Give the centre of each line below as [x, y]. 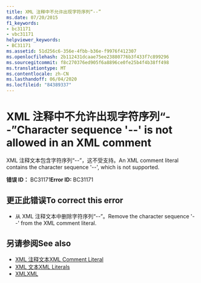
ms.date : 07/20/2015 [32, 18]
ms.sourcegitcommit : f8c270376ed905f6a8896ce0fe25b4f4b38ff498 [88, 62]
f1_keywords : [23, 23]
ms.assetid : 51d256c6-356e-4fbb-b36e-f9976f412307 [71, 51]
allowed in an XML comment [79, 143]
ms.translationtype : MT [36, 68]
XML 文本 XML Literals [42, 267]
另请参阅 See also [39, 243]
